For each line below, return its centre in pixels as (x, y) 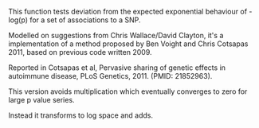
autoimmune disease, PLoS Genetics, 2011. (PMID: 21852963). (110, 76)
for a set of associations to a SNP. (85, 20)
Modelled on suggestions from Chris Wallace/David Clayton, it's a (116, 35)
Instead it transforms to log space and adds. (81, 115)
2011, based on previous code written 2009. (80, 52)
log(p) (18, 20)
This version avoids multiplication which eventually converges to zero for (128, 91)
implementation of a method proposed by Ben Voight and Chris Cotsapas (128, 44)
